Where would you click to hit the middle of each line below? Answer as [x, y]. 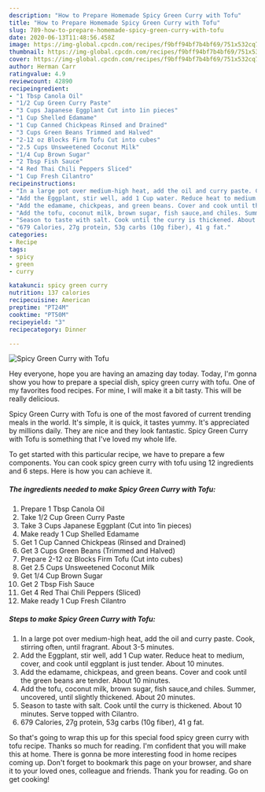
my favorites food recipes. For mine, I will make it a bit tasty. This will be [125, 391]
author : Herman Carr [43, 67]
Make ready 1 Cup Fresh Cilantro [73, 601]
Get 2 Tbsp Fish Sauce [57, 584]
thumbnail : [27, 52]
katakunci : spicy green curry [59, 285]
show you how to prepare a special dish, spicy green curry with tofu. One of [132, 382]
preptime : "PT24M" [39, 308]
